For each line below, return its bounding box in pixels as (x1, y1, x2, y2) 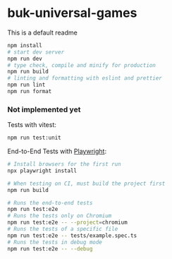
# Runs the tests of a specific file (7, 226, 118, 233)
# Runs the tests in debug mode (7, 239, 102, 246)
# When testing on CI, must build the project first (7, 180, 166, 187)
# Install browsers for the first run (7, 161, 121, 168)
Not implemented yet (7, 104, 81, 114)
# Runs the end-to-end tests (7, 199, 93, 206)
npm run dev (7, 55, 42, 62)
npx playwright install (7, 167, 78, 174)
